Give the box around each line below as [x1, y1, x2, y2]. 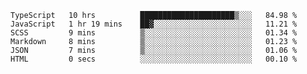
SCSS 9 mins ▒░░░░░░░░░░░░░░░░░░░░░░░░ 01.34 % [10, 28, 298, 38]
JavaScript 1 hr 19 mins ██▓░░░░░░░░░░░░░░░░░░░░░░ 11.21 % [10, 19, 298, 29]
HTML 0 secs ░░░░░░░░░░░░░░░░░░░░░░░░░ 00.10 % [10, 54, 298, 64]
